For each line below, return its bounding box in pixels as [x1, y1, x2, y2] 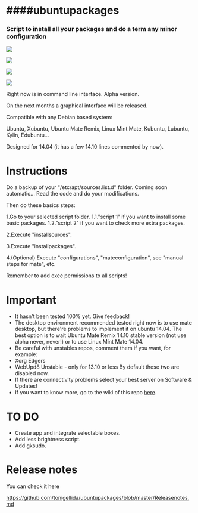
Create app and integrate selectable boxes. [14, 429, 121, 437]
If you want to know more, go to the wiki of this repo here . [14, 389, 157, 396]
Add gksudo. [14, 442, 46, 449]
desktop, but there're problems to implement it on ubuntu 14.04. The [14, 326, 183, 333]
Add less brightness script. [14, 436, 81, 443]
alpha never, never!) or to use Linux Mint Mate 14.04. [14, 338, 144, 345]
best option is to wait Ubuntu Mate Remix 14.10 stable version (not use [14, 332, 187, 339]
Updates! [14, 382, 37, 390]
